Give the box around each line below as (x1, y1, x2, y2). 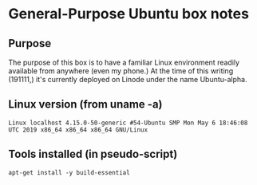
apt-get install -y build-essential (8, 168, 130, 176)
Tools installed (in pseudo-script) (8, 148, 178, 161)
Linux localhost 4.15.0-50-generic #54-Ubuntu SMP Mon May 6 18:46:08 (8, 119, 248, 127)
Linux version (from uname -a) (8, 97, 163, 112)
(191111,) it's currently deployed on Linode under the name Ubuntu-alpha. (8, 75, 247, 84)
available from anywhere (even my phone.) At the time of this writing (8, 66, 234, 76)
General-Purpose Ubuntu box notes (8, 5, 250, 23)
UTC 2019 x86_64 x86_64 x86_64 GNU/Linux (8, 125, 148, 134)
